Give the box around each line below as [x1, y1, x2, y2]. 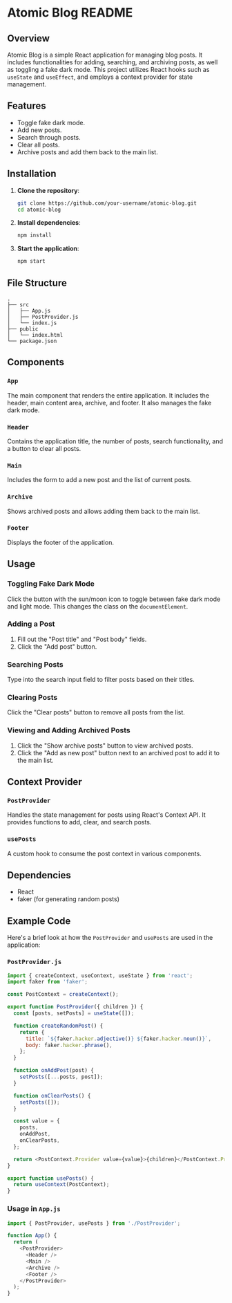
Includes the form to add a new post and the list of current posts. [7, 476, 192, 484]
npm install [17, 232, 52, 239]
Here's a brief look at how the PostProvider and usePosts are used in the [7, 934, 213, 942]
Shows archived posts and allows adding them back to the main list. [7, 507, 200, 515]
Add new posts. [17, 126, 62, 134]
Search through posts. [17, 133, 81, 141]
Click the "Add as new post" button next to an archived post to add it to [17, 748, 220, 757]
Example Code [7, 915, 71, 927]
